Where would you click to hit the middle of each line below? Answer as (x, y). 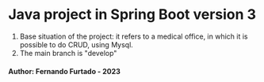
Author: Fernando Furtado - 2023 (65, 71)
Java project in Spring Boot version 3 (132, 15)
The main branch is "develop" (68, 53)
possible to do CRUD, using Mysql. (76, 44)
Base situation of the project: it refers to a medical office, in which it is (134, 36)
